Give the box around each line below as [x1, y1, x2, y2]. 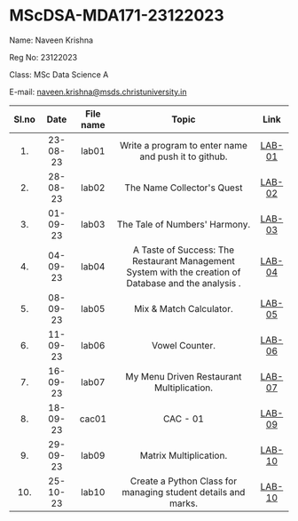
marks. [169, 497, 198, 509]
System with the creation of [126, 266, 241, 278]
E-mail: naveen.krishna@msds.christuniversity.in [9, 86, 187, 97]
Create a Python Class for [129, 475, 238, 487]
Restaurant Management [132, 254, 235, 267]
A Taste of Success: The [132, 244, 235, 256]
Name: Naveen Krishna [9, 35, 94, 45]
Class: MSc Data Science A [9, 68, 109, 80]
